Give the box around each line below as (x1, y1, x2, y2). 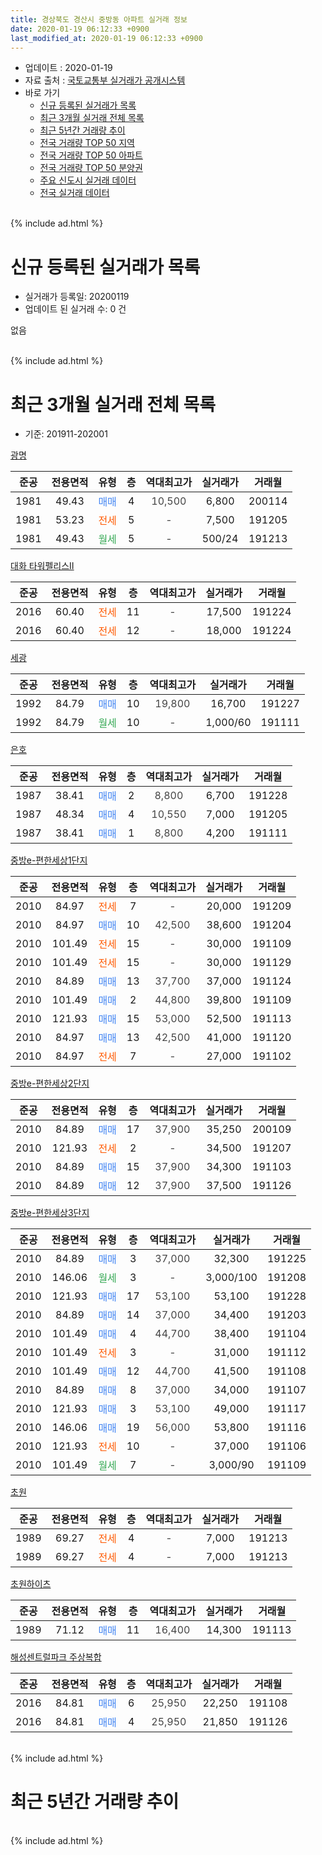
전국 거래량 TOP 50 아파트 (39, 149, 143, 161)
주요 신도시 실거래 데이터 (39, 174, 137, 186)
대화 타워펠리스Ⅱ (10, 560, 75, 572)
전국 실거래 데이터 (39, 187, 110, 199)
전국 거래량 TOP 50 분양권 (39, 162, 143, 174)
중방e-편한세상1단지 (10, 854, 88, 866)
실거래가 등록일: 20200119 (24, 291, 130, 303)
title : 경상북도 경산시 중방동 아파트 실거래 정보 (10, 14, 188, 25)
